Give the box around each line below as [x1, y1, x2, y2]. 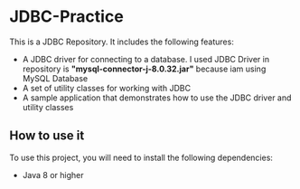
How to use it [9, 128, 85, 144]
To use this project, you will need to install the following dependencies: [9, 152, 274, 163]
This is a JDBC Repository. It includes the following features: [9, 36, 235, 47]
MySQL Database [22, 72, 89, 83]
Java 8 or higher [22, 169, 84, 180]
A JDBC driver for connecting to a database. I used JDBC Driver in [22, 53, 269, 64]
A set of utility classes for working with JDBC [22, 82, 192, 93]
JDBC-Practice [9, 6, 124, 27]
